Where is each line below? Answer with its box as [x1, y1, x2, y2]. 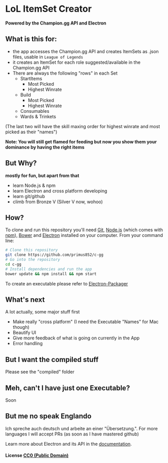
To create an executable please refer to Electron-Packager [5, 280, 128, 286]
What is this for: [5, 35, 57, 43]
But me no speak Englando [5, 412, 92, 421]
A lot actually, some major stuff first [5, 309, 80, 315]
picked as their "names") [5, 129, 58, 135]
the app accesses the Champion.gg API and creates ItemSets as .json [12, 48, 159, 54]
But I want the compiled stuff [5, 355, 99, 364]
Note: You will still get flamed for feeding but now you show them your [5, 138, 157, 144]
